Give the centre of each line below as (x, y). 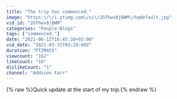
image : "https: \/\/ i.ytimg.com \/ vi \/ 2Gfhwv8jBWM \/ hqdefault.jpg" (89, 17)
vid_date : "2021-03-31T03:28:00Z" (49, 45)
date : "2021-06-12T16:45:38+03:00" (50, 39)
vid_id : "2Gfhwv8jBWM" (34, 23)
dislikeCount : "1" (29, 67)
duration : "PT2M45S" (32, 51)
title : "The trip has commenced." (49, 12)
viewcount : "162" (28, 56)
